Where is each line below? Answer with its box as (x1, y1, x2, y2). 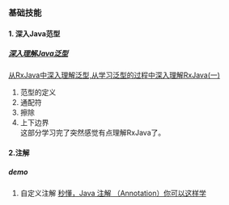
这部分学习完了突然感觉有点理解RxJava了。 (19, 128, 166, 138)
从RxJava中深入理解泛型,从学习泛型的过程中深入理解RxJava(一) (8, 70, 221, 80)
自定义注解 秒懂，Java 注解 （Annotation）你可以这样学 (19, 188, 206, 199)
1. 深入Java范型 (8, 28, 61, 38)
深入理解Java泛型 (8, 48, 69, 58)
